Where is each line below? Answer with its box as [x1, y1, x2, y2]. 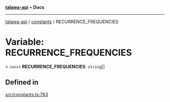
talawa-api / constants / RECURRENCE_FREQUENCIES [5, 19, 119, 25]
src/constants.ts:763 [5, 91, 49, 97]
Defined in [5, 78, 39, 87]
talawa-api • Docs [5, 5, 45, 10]
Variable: [5, 36, 45, 48]
